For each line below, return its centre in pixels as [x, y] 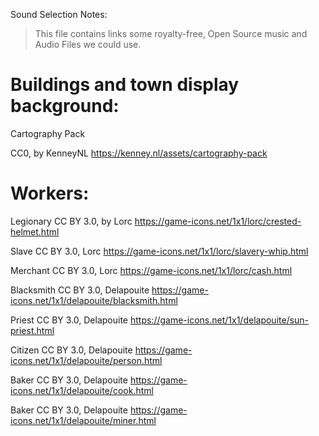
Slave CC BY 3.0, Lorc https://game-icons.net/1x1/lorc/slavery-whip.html [159, 251]
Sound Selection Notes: [59, 14]
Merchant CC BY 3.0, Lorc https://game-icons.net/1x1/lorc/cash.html [151, 270]
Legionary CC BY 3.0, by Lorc [71, 221]
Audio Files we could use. [88, 44]
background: [65, 106]
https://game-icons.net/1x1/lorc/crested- [218, 221]
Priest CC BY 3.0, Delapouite [69, 320]
